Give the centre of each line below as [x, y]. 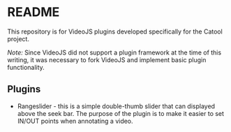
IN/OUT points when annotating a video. [75, 121]
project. [18, 38]
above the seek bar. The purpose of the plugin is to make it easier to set [121, 113]
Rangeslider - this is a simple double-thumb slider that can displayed [116, 106]
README [33, 12]
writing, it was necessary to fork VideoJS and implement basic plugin [107, 59]
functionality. [26, 67]
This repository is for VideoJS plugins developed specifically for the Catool [115, 31]
